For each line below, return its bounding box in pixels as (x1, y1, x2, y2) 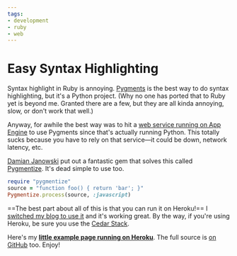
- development (7, 17, 50, 24)
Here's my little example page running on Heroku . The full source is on (7, 233, 216, 241)
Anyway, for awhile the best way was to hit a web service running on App (7, 121, 221, 129)
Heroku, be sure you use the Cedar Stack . (7, 219, 129, 228)
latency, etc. (7, 143, 43, 152)
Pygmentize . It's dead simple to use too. (7, 165, 125, 173)
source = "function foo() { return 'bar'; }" (7, 185, 144, 192)
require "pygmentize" (7, 178, 71, 185)
